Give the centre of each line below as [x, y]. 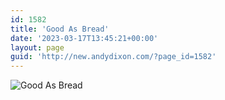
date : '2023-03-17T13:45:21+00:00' [84, 38]
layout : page [37, 47]
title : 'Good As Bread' [60, 29]
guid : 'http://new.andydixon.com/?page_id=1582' [113, 57]
